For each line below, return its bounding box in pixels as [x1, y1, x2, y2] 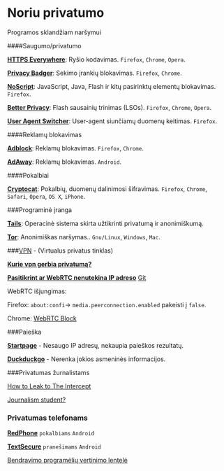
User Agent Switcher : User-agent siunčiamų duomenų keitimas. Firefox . [7, 117, 218, 125]
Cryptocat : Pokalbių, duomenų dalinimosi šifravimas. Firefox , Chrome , [7, 184, 208, 193]
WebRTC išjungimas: [7, 287, 67, 295]
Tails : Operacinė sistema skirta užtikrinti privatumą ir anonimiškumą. [7, 219, 204, 227]
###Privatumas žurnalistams [7, 368, 90, 377]
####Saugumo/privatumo [7, 41, 82, 50]
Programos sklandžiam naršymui [7, 28, 102, 36]
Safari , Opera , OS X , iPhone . [7, 192, 86, 200]
